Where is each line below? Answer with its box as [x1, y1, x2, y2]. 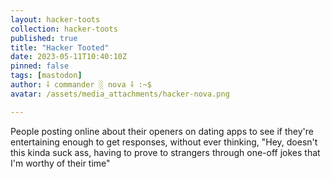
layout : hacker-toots [10, 14, 101, 25]
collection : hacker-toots [10, 24, 118, 34]
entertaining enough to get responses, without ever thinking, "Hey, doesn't [10, 136, 318, 148]
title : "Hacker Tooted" [10, 42, 110, 53]
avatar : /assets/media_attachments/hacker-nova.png [10, 89, 230, 99]
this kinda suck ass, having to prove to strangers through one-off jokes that [10, 146, 321, 158]
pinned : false [10, 61, 70, 71]
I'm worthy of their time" [10, 157, 111, 169]
